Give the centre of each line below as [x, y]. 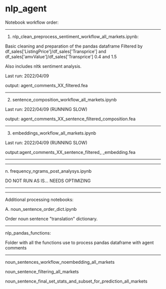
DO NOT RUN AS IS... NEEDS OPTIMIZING [48, 181]
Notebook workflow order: [32, 22]
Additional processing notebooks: [39, 199]
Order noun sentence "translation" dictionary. [51, 219]
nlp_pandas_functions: [28, 233]
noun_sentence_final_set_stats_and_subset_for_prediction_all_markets [76, 281]
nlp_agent [26, 9]
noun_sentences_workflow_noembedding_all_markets [60, 262]
